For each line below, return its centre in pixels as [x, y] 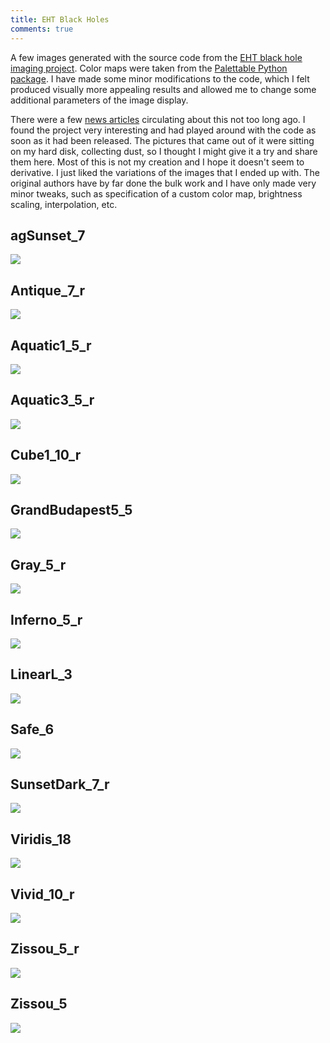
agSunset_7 [48, 235]
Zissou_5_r [45, 949]
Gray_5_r [38, 564]
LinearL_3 [41, 674]
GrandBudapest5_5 [71, 509]
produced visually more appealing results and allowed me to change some [163, 89]
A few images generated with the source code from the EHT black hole [156, 57]
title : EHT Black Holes [60, 19]
